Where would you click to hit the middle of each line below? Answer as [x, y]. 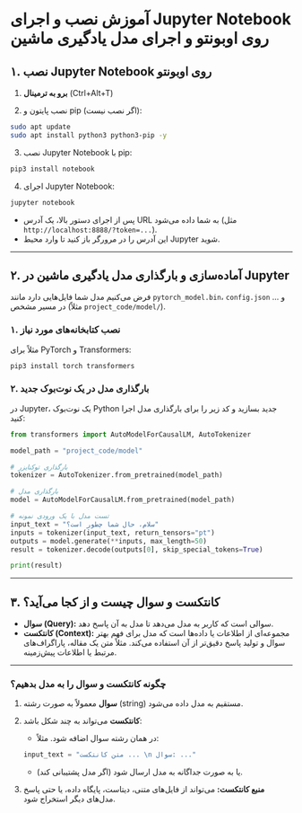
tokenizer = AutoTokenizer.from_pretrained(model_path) [116, 475]
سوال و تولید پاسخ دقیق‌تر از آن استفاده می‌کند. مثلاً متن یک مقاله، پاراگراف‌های [154, 643]
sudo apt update [40, 127]
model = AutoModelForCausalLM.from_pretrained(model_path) [123, 500]
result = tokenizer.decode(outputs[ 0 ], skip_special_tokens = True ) [137, 549]
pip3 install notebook [52, 169]
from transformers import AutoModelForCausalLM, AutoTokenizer [131, 434]
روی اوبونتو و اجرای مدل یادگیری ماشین [140, 38]
